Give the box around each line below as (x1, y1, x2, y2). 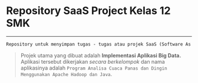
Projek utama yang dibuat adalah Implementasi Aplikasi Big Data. (20, 51, 181, 59)
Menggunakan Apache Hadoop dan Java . (20, 70, 113, 77)
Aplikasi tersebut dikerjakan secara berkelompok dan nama (20, 58, 165, 65)
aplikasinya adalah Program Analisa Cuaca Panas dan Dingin (20, 64, 167, 71)
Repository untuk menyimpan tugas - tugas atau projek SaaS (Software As (6, 41, 192, 47)
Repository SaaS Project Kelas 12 (6, 4, 171, 18)
